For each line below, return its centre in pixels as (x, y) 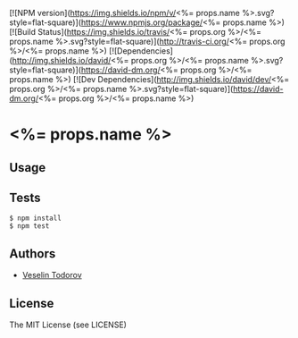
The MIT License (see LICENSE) (68, 325)
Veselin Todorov (52, 275)
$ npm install (36, 218)
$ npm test (29, 226)
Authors (33, 253)
